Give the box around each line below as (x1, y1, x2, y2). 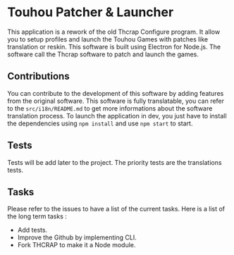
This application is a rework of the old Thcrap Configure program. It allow (7, 27, 221, 36)
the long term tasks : (7, 212, 67, 220)
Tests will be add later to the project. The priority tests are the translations (7, 158, 222, 166)
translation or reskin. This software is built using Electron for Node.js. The (7, 42, 221, 51)
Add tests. (17, 226, 48, 235)
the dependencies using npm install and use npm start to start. (7, 119, 193, 127)
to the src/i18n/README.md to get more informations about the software (7, 104, 213, 113)
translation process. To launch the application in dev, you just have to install (7, 111, 227, 120)
